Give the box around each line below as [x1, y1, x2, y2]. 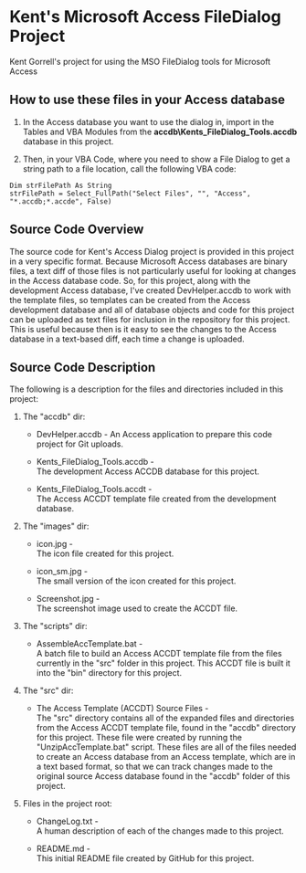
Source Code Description [9, 359, 156, 375]
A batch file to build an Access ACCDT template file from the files [36, 648, 282, 659]
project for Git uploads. [36, 438, 124, 449]
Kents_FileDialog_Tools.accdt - [36, 484, 153, 495]
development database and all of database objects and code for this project [9, 304, 295, 315]
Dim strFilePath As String [9, 181, 112, 190]
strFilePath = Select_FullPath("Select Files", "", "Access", [9, 189, 251, 198]
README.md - [36, 843, 91, 855]
